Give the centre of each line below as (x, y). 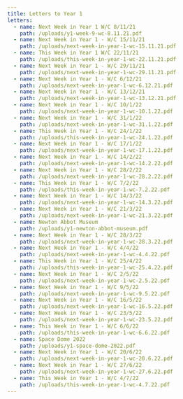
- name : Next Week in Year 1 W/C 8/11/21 (75, 27)
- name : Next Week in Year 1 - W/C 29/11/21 (79, 66)
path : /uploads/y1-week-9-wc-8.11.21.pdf (81, 33)
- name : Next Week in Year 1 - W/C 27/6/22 (78, 365)
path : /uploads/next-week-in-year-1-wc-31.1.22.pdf (96, 124)
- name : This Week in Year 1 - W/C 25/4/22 (78, 261)
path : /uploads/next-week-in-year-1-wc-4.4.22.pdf (95, 255)
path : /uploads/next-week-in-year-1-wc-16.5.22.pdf (96, 307)
